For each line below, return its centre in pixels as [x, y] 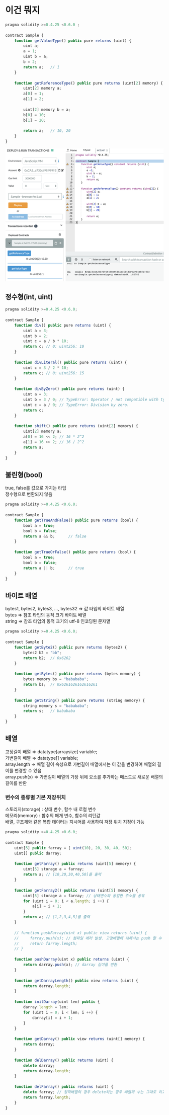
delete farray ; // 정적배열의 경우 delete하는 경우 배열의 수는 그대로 [90, 1092]
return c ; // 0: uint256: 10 [54, 347]
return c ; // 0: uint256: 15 [54, 373]
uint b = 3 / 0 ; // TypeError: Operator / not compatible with [91, 400]
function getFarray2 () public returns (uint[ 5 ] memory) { [76, 890]
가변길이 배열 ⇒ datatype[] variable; [42, 758]
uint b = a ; [36, 57]
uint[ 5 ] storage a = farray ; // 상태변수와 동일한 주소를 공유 [84, 896]
